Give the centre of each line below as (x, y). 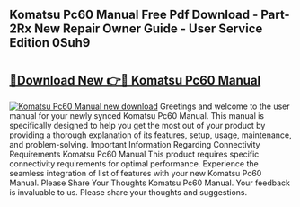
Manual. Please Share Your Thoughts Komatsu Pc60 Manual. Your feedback (150, 183)
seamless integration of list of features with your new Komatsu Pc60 (136, 173)
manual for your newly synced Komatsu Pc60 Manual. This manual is (137, 116)
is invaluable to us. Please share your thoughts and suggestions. (128, 192)
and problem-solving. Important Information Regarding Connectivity (135, 144)
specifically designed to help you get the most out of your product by (137, 126)
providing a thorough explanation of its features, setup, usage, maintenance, (150, 135)
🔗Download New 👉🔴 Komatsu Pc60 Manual (135, 80)
